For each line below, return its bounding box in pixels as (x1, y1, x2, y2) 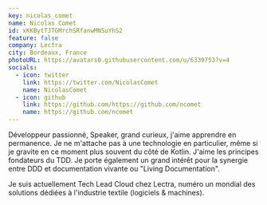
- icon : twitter (15, 71, 69, 79)
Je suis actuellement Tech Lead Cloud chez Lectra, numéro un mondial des (8, 179, 256, 188)
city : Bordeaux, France (8, 49, 88, 57)
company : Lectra (8, 41, 62, 49)
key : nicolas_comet (8, 11, 73, 20)
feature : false (8, 34, 59, 42)
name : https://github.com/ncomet (22, 108, 134, 116)
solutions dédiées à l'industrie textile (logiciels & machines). (8, 188, 205, 197)
